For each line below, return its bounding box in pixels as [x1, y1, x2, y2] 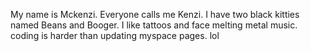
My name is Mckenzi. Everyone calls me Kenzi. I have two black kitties [10, 9, 300, 20]
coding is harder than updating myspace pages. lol [10, 30, 220, 41]
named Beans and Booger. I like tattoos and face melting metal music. [10, 19, 298, 31]
